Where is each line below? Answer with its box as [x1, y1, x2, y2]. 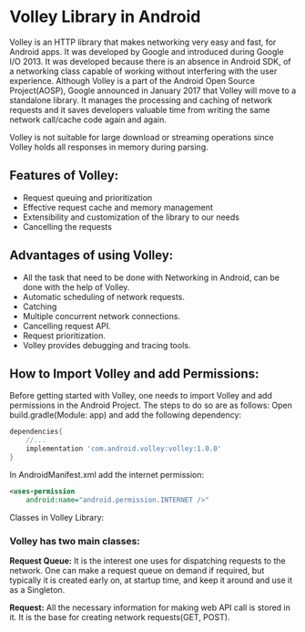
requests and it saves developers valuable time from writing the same [9, 104, 270, 115]
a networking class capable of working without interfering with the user [9, 66, 278, 77]
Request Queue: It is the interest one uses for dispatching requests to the [9, 554, 286, 566]
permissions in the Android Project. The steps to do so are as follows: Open [9, 399, 293, 411]
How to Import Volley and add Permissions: [9, 366, 259, 381]
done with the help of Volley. [22, 281, 130, 293]
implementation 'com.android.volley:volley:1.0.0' [25, 444, 222, 453]
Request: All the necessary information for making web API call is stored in [9, 602, 291, 613]
